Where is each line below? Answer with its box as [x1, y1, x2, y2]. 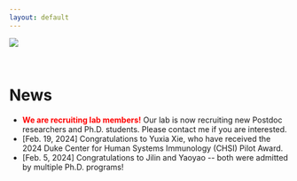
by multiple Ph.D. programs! [21, 161, 124, 172]
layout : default [9, 12, 69, 22]
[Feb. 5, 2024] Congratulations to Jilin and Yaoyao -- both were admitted [21, 152, 288, 162]
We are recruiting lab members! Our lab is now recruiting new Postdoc [21, 114, 283, 125]
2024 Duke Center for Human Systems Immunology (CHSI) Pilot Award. [21, 143, 284, 153]
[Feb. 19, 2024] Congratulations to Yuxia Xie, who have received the [21, 133, 271, 144]
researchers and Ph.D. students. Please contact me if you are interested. [21, 123, 287, 134]
